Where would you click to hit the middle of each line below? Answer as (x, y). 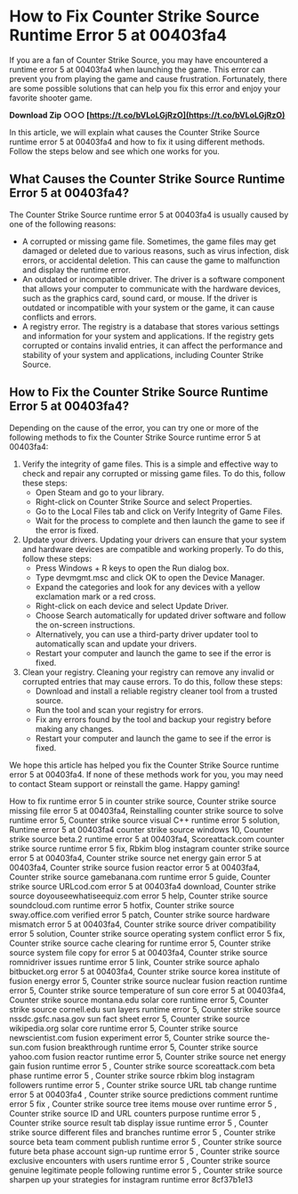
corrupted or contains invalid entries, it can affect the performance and (152, 345)
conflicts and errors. (59, 317)
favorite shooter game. (51, 97)
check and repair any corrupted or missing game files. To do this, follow (154, 473)
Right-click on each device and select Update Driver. (132, 605)
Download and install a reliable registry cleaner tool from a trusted (156, 691)
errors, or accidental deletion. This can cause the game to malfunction (151, 260)
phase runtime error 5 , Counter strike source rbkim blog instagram (132, 1076)
